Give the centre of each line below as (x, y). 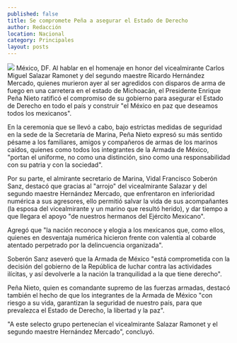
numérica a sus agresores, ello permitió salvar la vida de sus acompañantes (118, 201)
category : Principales (41, 40)
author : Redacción (34, 27)
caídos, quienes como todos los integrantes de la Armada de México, (108, 149)
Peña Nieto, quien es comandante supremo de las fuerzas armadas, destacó (119, 288)
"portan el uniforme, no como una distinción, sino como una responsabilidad (119, 157)
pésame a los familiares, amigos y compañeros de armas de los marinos (112, 142)
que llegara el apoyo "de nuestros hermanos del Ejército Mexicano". (106, 216)
